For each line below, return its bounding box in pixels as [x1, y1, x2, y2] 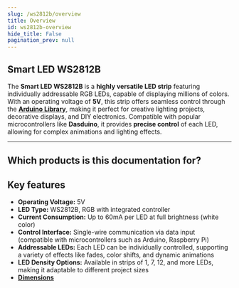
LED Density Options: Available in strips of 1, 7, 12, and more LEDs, [17, 258, 214, 267]
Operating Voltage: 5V [17, 198, 85, 206]
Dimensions [17, 273, 55, 282]
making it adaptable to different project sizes [17, 266, 149, 274]
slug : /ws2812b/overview [7, 10, 81, 18]
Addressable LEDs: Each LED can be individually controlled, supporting [17, 243, 229, 252]
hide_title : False [7, 30, 62, 38]
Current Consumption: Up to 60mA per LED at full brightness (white [17, 213, 219, 221]
